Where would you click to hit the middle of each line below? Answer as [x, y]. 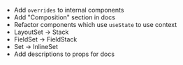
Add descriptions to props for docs [64, 54]
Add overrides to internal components [69, 10]
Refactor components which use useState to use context [95, 25]
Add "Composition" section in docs [64, 17]
